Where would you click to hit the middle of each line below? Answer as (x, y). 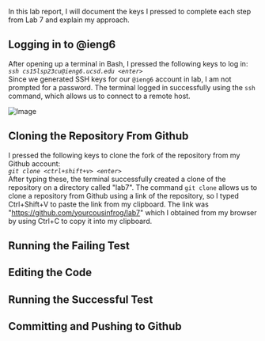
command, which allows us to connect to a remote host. (100, 96)
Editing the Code (50, 273)
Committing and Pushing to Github (95, 326)
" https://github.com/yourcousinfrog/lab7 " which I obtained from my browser (132, 212)
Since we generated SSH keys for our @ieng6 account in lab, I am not (120, 79)
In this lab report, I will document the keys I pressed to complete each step (130, 11)
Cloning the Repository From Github (98, 136)
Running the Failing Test (69, 246)
